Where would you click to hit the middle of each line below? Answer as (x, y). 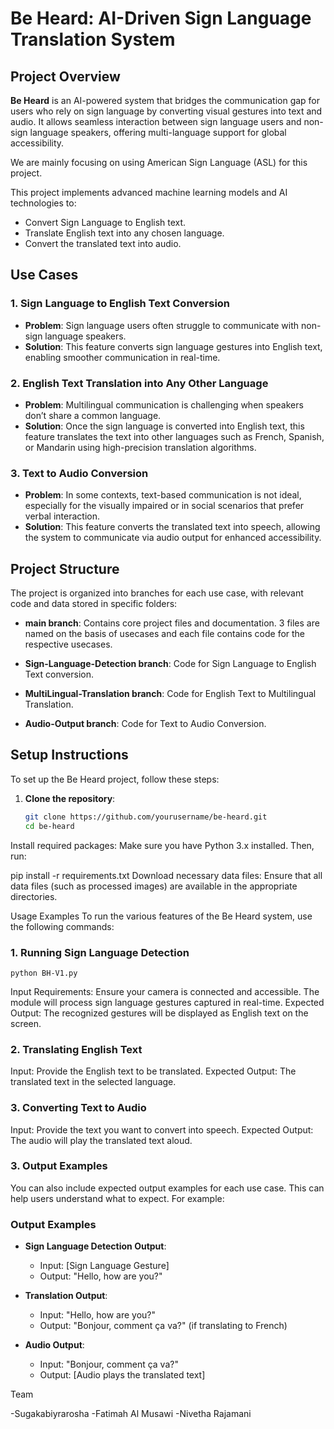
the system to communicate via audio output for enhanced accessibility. (173, 538)
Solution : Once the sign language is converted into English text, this (164, 426)
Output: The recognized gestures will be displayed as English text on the (159, 1013)
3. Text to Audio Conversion (79, 473)
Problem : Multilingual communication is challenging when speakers (164, 404)
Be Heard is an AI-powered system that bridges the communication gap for (165, 100)
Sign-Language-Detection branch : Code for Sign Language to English (170, 664)
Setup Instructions (69, 755)
